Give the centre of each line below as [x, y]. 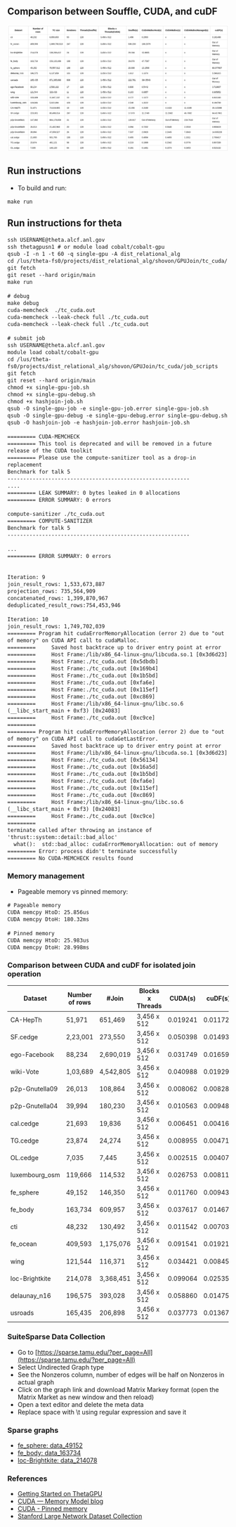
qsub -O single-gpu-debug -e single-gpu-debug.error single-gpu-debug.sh [118, 416]
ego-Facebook [32, 1054]
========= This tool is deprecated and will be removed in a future [110, 444]
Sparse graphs [33, 1430]
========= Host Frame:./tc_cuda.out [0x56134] [83, 760]
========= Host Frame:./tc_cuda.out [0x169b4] [83, 669]
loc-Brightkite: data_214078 [57, 1460]
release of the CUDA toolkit [50, 451]
